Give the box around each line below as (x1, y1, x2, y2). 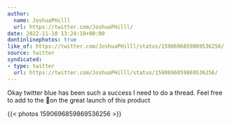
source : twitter (7, 50, 55, 57)
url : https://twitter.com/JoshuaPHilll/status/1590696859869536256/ (13, 69, 218, 76)
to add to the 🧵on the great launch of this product (7, 96, 151, 104)
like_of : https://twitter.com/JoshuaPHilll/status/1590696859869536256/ (7, 43, 225, 50)
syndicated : (7, 56, 42, 63)
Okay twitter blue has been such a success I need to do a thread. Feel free (7, 88, 223, 97)
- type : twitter (7, 63, 55, 70)
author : (7, 10, 30, 18)
